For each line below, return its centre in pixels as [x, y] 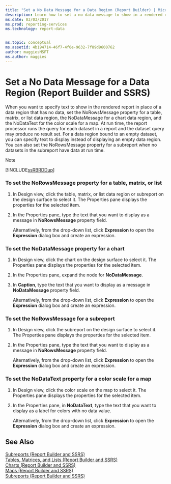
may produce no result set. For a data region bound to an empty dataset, [81, 134]
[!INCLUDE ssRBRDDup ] [30, 170]
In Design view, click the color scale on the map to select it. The [79, 390]
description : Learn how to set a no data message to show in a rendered [84, 15]
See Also [20, 442]
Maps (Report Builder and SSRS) [39, 470]
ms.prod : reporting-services [36, 24]
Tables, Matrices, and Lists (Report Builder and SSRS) [62, 460]
